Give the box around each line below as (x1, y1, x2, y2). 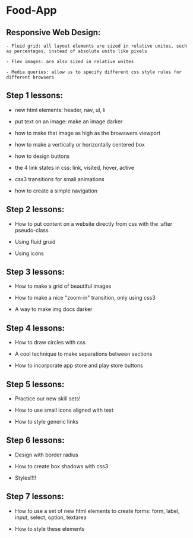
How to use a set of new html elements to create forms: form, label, (14, 507, 180, 514)
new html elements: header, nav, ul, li (14, 106, 106, 113)
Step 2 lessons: (6, 204, 65, 214)
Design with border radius (14, 451, 78, 458)
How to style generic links (14, 418, 79, 425)
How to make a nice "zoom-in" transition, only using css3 (14, 294, 156, 301)
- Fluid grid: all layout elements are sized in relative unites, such (6, 43, 187, 49)
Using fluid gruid (14, 238, 56, 245)
